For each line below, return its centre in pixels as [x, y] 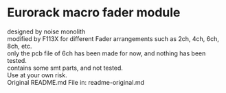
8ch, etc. [20, 46]
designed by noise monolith [46, 31]
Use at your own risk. [37, 75]
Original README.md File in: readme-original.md [76, 82]
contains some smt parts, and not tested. [65, 68]
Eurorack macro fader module [94, 13]
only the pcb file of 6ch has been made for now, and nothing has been [106, 53]
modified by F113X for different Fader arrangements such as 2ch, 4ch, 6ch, [113, 38]
